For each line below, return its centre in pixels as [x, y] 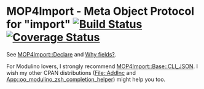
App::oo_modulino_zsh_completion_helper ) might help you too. [86, 79]
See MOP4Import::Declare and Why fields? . [61, 54]
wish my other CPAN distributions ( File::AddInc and [71, 72]
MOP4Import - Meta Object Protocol [100, 11]
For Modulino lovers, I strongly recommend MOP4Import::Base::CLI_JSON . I [102, 66]
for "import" [38, 24]
